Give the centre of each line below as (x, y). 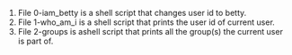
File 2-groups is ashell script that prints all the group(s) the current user (150, 31)
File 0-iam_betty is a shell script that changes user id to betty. (132, 13)
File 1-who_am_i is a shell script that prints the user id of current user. (146, 22)
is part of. (35, 41)
